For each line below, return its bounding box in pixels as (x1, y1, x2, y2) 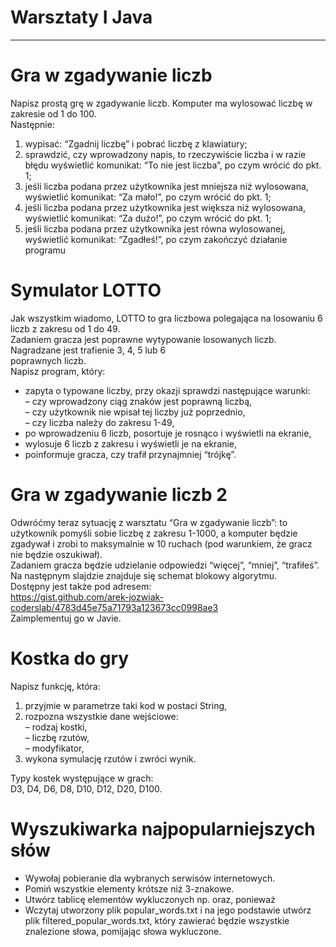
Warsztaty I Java (10, 6, 153, 29)
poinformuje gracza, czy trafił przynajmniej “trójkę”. (24, 448, 237, 460)
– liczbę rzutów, (24, 731, 90, 743)
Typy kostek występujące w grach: (10, 772, 154, 784)
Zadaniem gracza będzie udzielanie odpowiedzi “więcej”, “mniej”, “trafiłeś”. (10, 559, 320, 571)
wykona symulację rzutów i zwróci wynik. (24, 752, 197, 765)
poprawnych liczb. (10, 354, 87, 366)
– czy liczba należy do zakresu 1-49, (24, 416, 175, 428)
